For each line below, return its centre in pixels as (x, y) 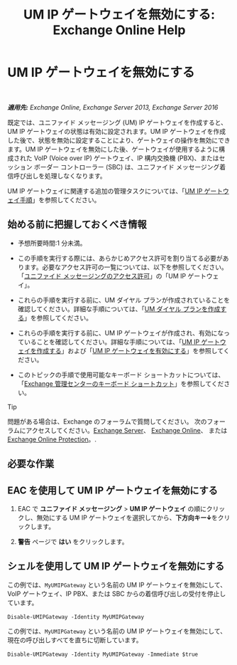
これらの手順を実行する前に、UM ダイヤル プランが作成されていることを (124, 300)
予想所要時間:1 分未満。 (52, 243)
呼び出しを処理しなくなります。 (60, 176)
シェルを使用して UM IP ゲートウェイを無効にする (116, 566)
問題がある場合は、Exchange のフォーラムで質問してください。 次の (107, 421)
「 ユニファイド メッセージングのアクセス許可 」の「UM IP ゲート (112, 276)
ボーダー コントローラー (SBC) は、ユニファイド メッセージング (127, 167)
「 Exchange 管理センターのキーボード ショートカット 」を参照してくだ (121, 383)
